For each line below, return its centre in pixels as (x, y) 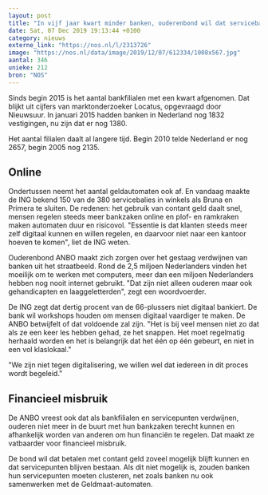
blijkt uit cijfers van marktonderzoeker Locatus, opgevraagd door (115, 106)
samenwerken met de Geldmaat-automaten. (81, 485)
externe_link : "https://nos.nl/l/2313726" (80, 46)
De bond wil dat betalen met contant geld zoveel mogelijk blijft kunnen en (129, 459)
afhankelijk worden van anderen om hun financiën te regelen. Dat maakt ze (132, 435)
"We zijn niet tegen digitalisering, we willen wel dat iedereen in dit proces (128, 365)
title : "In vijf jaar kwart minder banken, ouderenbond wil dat (117, 23)
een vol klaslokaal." (40, 350)
